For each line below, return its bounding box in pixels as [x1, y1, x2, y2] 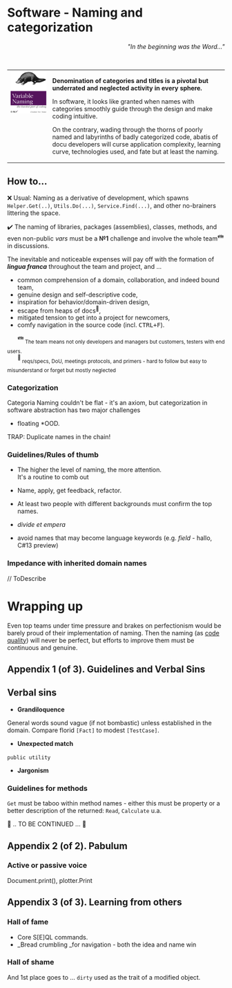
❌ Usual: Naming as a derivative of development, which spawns [7, 194, 189, 202]
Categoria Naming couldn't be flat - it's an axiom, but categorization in [7, 399, 208, 407]
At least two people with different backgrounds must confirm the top [17, 500, 212, 508]
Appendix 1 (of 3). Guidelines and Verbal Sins [7, 664, 206, 675]
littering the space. [7, 209, 61, 217]
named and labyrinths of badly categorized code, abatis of [52, 133, 219, 141]
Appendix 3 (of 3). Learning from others [7, 897, 182, 908]
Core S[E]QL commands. [17, 933, 88, 941]
